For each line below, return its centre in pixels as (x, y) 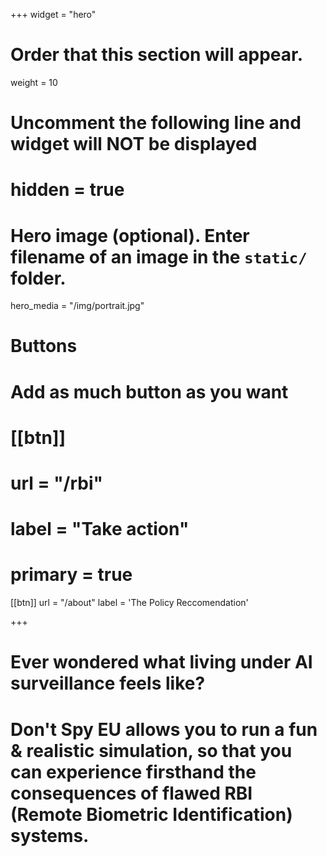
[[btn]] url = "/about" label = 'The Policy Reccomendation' (129, 603)
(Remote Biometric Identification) (151, 814)
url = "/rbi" (56, 483)
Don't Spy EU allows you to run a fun (164, 729)
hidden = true (67, 190)
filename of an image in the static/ (159, 256)
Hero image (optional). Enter (130, 235)
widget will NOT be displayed (134, 144)
